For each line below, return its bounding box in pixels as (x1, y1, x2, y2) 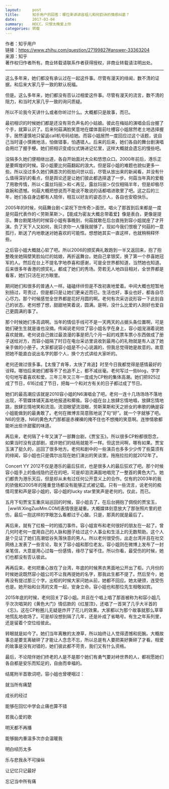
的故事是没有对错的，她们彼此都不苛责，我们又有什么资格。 (5, 643, 129, 649)
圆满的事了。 (14, 308, 41, 314)
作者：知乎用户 (5, 41, 36, 47)
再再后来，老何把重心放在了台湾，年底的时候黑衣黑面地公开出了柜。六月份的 (5, 565, 164, 571)
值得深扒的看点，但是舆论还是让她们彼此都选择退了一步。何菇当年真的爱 (9, 175, 159, 181)
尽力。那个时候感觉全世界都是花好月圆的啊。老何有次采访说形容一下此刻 (9, 296, 159, 302)
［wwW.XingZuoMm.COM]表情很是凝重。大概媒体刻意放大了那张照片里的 (5, 505, 157, 512)
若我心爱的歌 (5, 714, 32, 720)
